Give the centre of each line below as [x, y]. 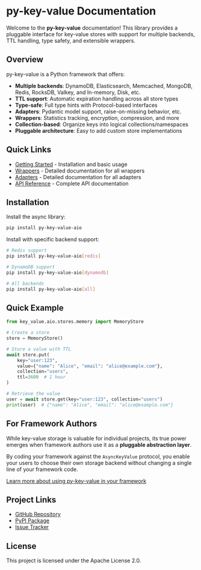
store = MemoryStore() [35, 338]
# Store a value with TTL [39, 349]
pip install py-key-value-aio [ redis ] [54, 256]
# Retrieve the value [33, 394]
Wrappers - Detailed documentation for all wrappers [80, 171]
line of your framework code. [42, 469]
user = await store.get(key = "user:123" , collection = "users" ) [85, 399]
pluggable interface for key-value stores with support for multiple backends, [101, 34]
